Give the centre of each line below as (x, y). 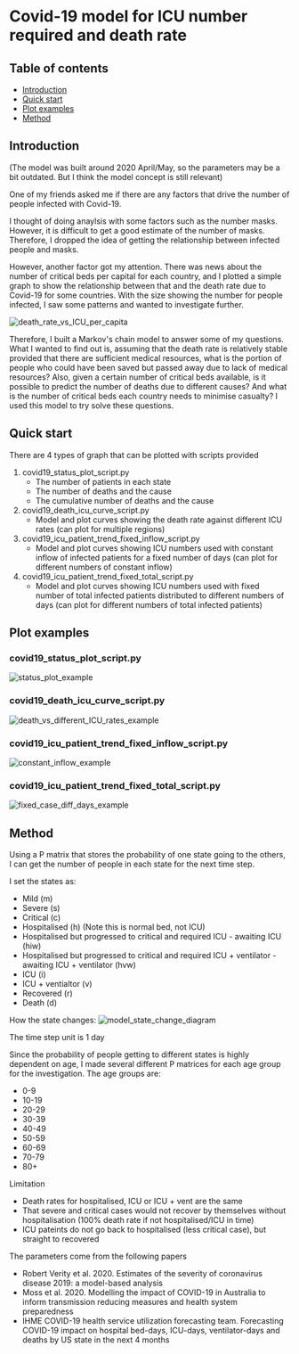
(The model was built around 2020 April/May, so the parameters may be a (145, 168)
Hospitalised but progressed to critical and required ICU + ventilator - (149, 956)
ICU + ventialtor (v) (57, 984)
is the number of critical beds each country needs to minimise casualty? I (144, 396)
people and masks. (44, 249)
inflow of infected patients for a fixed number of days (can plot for (157, 557)
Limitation (28, 1184)
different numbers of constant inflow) (104, 567)
